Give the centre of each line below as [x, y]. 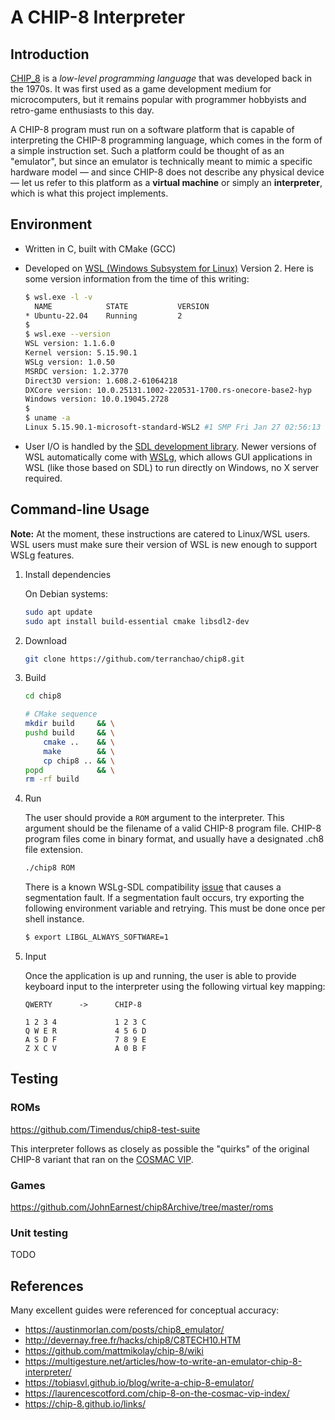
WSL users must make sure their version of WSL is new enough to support [164, 544]
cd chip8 [43, 696]
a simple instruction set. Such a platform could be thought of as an [147, 150]
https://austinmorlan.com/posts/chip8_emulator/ [124, 1330]
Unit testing [39, 1233]
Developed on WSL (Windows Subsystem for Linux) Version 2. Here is [169, 268]
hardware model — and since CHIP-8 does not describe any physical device [167, 172]
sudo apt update [58, 612]
